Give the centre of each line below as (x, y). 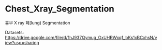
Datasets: (15, 32)
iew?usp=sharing (22, 42)
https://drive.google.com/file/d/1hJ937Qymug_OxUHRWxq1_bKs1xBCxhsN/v (81, 37)
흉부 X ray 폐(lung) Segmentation (38, 23)
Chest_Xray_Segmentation (60, 9)
